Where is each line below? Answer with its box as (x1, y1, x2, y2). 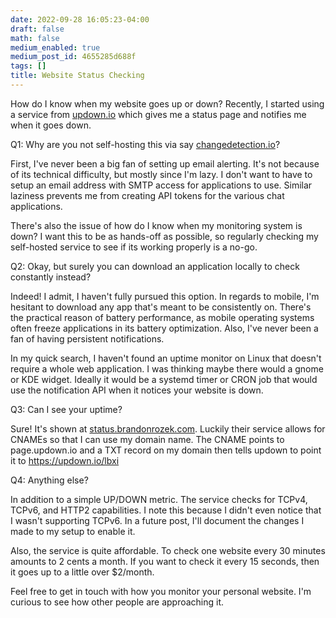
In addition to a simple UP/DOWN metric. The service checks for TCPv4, (10, 493, 308, 505)
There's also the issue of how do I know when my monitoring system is (10, 219, 303, 231)
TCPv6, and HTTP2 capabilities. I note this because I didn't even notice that (10, 504, 322, 516)
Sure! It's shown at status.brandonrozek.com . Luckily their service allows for (10, 422, 326, 435)
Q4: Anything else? (10, 474, 89, 486)
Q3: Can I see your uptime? (10, 403, 123, 415)
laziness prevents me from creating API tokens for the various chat (10, 189, 285, 201)
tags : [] (10, 61, 47, 71)
